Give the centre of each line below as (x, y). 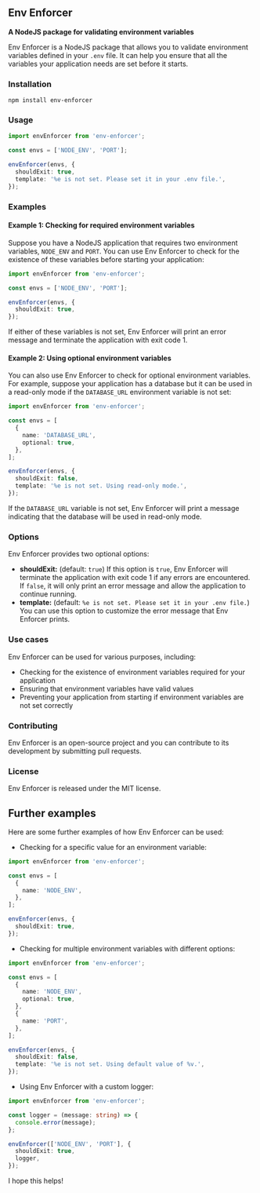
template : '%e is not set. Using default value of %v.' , (110, 1064)
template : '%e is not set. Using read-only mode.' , (101, 486)
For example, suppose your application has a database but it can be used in (130, 384)
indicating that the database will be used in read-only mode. (105, 516)
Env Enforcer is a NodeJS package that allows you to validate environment (128, 47)
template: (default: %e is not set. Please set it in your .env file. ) (135, 603)
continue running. (48, 594)
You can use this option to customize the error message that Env (124, 611)
